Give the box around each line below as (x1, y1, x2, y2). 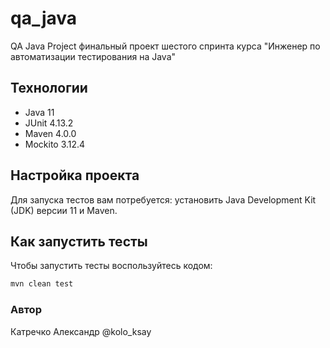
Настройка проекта (10, 167, 140, 184)
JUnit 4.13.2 (24, 117, 74, 129)
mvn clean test (10, 279, 74, 289)
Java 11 (24, 106, 55, 118)
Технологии (10, 80, 88, 97)
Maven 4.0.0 (24, 127, 77, 139)
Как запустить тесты (10, 233, 148, 250)
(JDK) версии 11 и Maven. (10, 204, 118, 216)
